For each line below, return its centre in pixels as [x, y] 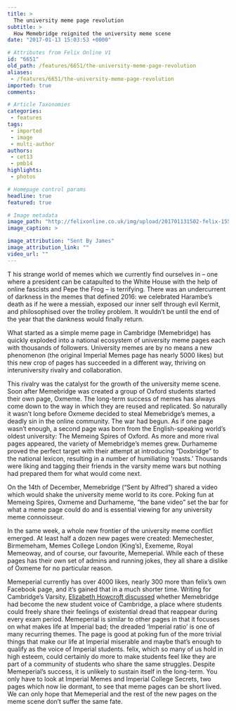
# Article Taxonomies [39, 105]
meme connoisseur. [36, 517]
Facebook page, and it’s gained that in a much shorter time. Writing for [109, 589]
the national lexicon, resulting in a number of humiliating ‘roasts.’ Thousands [117, 458]
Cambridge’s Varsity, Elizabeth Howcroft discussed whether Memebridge [113, 596]
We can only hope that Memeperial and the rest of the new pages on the [112, 693]
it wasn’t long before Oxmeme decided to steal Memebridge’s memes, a [111, 413]
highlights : [25, 170]
